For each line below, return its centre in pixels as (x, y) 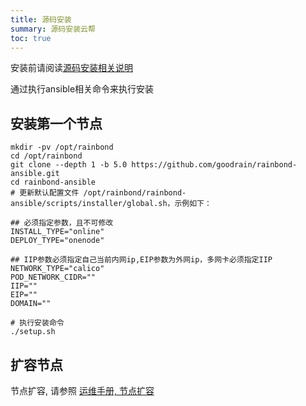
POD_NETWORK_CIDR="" (53, 277)
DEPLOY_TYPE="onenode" (57, 241)
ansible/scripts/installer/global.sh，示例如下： (111, 204)
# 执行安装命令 (37, 323)
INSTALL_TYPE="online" (57, 232)
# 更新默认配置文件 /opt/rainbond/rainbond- (98, 193)
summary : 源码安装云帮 (53, 29)
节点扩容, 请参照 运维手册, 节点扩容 (82, 390)
